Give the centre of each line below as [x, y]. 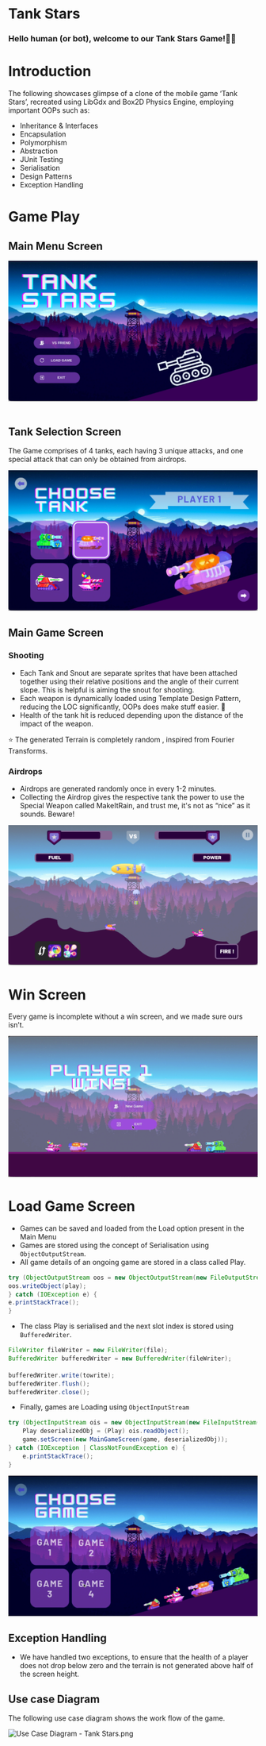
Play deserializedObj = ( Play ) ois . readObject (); [106, 1431]
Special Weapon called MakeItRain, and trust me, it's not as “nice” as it [135, 805]
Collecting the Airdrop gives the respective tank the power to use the [132, 797]
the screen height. [49, 1674]
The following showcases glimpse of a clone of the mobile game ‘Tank [123, 94]
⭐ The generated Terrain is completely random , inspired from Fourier [122, 739]
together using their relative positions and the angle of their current [129, 681]
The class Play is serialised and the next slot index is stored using [126, 1326]
